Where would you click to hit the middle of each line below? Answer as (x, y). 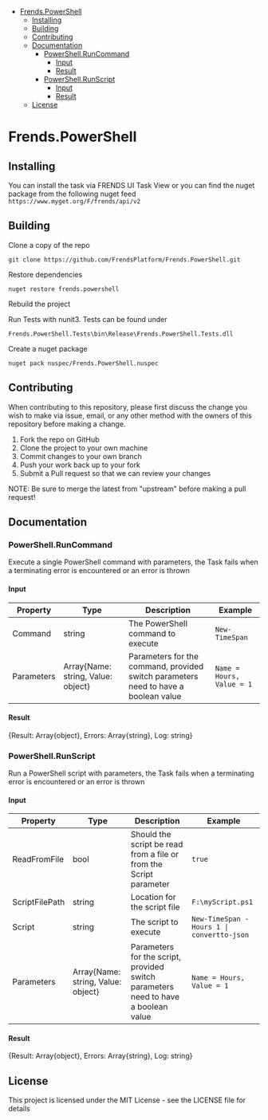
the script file (155, 907)
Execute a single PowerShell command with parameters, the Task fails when (133, 562)
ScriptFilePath (39, 902)
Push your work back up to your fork (80, 465)
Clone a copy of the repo (49, 245)
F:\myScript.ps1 (222, 902)
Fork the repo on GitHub (59, 439)
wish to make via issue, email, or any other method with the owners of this (130, 415)
